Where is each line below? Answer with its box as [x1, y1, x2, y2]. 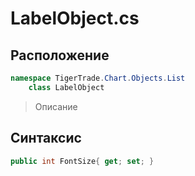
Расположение [10, 47, 110, 64]
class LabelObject [28, 82, 105, 92]
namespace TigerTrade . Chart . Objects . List [10, 73, 186, 83]
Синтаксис [10, 130, 82, 147]
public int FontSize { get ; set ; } [10, 156, 155, 166]
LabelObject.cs [10, 7, 140, 30]
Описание [34, 100, 78, 112]
